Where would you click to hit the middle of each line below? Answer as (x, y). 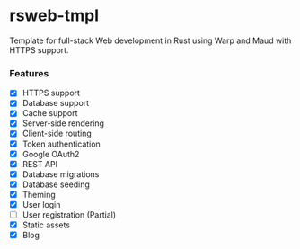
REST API (40, 164)
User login (41, 204)
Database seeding (56, 184)
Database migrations (61, 174)
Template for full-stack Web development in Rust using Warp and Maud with (150, 40)
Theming (39, 194)
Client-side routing (57, 133)
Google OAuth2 (51, 154)
